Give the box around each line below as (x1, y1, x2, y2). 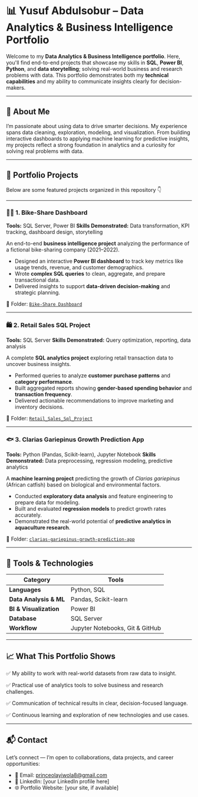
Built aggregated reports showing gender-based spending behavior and (14, 384, 192, 392)
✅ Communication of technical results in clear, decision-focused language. (6, 700, 189, 707)
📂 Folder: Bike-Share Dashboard (6, 300, 82, 307)
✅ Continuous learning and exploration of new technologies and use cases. (6, 711, 190, 718)
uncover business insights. (6, 361, 71, 368)
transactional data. (14, 276, 60, 283)
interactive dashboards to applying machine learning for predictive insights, (6, 135, 190, 142)
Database (9, 615, 37, 623)
